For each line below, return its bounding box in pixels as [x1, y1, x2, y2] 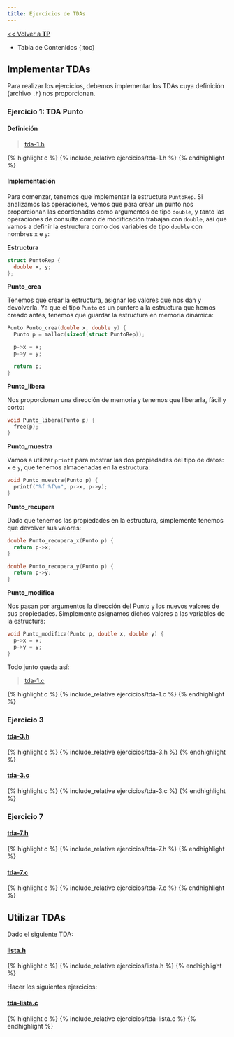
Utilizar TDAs [7, 912, 66, 923]
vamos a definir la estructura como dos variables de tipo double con [7, 222, 203, 231]
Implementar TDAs [7, 64, 91, 76]
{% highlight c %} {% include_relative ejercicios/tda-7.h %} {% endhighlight [7, 845, 225, 853]
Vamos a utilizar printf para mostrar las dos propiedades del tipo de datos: [7, 456, 224, 465]
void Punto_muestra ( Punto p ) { [7, 477, 98, 484]
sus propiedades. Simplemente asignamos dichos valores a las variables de [7, 610, 225, 618]
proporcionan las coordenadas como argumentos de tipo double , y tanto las [7, 207, 225, 216]
